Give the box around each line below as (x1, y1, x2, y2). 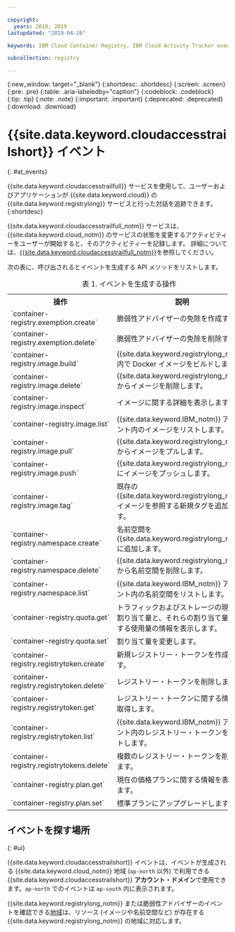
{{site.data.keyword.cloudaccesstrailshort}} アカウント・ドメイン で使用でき (7, 875, 227, 884)
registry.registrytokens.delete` (10, 760, 111, 770)
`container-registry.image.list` (10, 419, 110, 429)
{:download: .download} (7, 102, 77, 111)
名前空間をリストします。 (144, 590, 229, 599)
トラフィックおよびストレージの (116, 603, 222, 613)
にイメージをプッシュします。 (116, 468, 215, 478)
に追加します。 (116, 544, 166, 554)
